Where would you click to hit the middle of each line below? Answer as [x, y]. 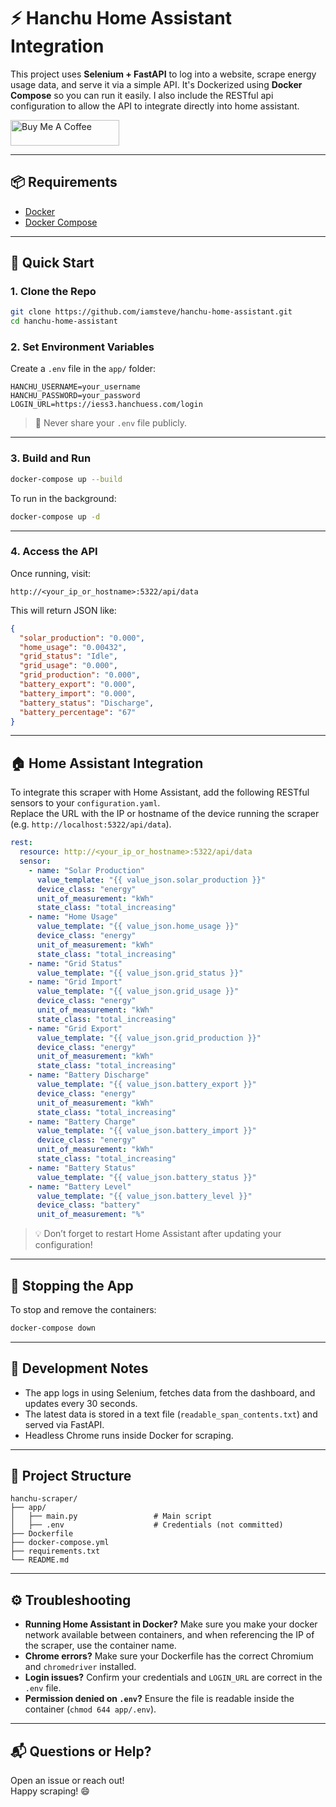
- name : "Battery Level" [80, 1186]
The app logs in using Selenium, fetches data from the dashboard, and [170, 1392]
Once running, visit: [51, 573]
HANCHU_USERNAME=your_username [75, 387]
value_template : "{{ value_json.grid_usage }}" [138, 991]
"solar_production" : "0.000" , [82, 638]
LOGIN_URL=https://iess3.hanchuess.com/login [106, 405]
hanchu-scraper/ [44, 1499]
